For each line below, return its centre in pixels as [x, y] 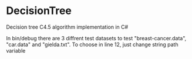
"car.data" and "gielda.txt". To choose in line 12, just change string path [92, 44]
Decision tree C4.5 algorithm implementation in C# [67, 27]
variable [16, 50]
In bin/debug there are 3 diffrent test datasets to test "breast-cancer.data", [96, 38]
